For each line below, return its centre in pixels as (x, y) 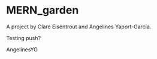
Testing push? (23, 38)
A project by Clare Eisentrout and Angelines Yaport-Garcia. (79, 27)
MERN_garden (43, 10)
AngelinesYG (22, 49)
